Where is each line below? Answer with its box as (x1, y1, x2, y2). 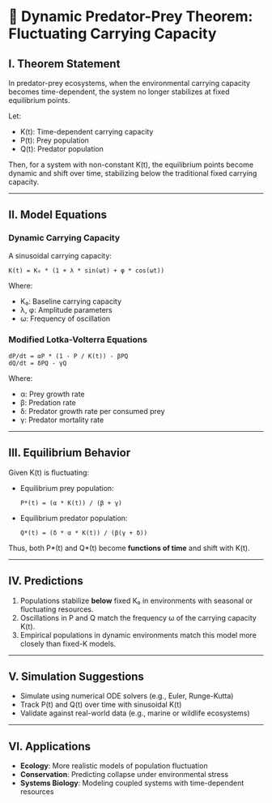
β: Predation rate (19, 397, 76, 408)
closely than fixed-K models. (19, 639, 116, 648)
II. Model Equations (8, 208, 108, 222)
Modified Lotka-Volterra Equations (8, 334, 148, 345)
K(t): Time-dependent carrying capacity (19, 127, 154, 136)
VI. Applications (8, 739, 91, 753)
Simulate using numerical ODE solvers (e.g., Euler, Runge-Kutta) (19, 691, 234, 701)
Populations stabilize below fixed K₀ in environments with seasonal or (19, 596, 253, 605)
